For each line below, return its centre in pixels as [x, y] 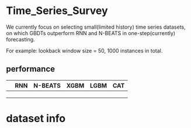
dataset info [36, 118]
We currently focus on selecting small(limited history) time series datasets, [96, 27]
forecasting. [20, 39]
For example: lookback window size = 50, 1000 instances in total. [84, 50]
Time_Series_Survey [57, 11]
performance [31, 69]
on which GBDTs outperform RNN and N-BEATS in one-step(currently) [91, 33]
